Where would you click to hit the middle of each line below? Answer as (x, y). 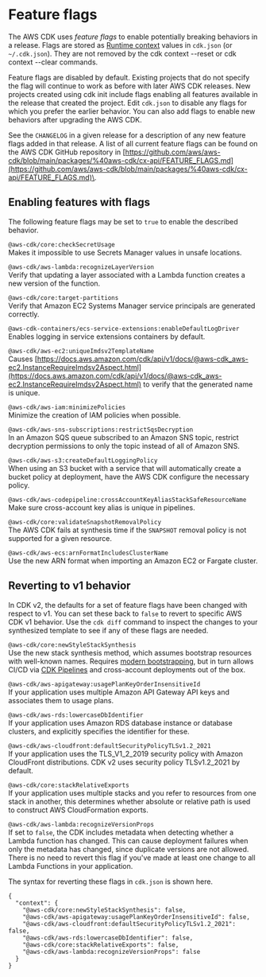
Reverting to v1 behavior (69, 586)
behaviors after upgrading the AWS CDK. (75, 119)
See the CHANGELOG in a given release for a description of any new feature (127, 135)
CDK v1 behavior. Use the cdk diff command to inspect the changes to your (133, 621)
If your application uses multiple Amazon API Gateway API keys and (119, 692)
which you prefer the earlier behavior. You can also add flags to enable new (132, 111)
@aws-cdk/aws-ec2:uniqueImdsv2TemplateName (81, 351)
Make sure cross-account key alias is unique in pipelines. (102, 508)
